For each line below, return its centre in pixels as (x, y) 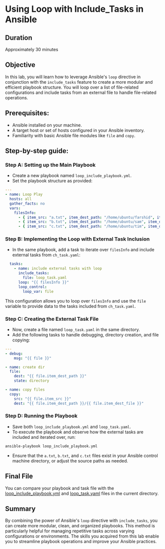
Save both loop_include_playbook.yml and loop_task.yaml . (71, 427)
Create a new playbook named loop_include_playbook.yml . (72, 176)
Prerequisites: (27, 113)
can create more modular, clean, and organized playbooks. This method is (80, 526)
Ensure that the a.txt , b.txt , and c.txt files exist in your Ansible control (85, 456)
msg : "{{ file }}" (33, 358)
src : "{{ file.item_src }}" (42, 399)
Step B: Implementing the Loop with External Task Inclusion (77, 239)
